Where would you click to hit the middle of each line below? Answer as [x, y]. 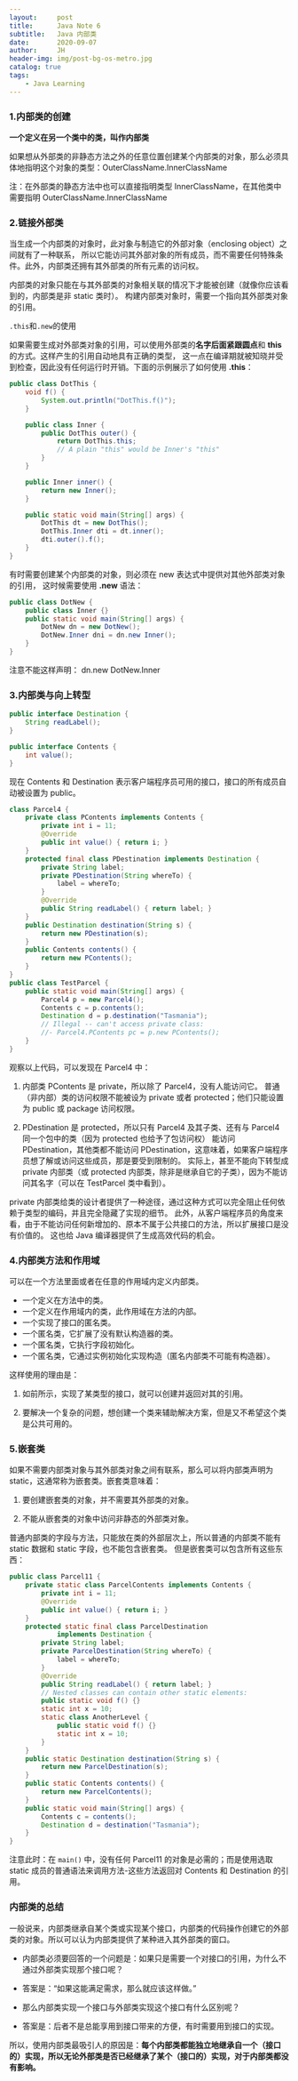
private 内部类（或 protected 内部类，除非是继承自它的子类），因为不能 [151, 1171]
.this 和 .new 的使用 [43, 326]
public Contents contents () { [81, 950]
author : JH [37, 51]
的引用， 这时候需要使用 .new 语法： [76, 585]
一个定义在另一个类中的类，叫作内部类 [79, 137]
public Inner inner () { [69, 482]
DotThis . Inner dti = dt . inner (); [103, 531]
